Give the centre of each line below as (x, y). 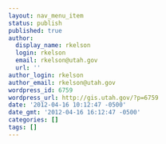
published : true (35, 30)
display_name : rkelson (53, 46)
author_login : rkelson (46, 75)
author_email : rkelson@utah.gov (62, 82)
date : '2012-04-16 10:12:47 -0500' (67, 105)
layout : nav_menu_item (46, 16)
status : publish (35, 23)
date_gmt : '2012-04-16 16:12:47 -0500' (75, 113)
